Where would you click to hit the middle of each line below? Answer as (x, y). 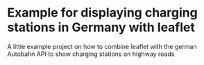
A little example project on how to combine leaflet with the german (102, 46)
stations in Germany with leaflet (101, 27)
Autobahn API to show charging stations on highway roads (91, 54)
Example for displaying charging (102, 13)
